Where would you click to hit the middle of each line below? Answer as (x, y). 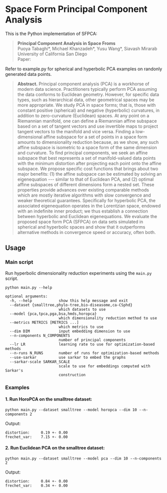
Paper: (24, 59)
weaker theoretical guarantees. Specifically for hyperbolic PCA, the (86, 200)
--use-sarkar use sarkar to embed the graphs (68, 357)
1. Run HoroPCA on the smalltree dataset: (49, 399)
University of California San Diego (52, 54)
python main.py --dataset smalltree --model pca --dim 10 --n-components (83, 458)
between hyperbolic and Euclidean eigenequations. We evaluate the (87, 216)
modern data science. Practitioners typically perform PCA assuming (87, 89)
